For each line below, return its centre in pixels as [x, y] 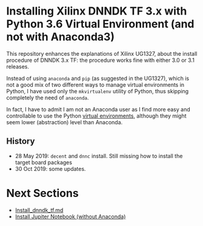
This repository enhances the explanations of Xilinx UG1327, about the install [102, 53]
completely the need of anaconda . [48, 98]
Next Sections [42, 193]
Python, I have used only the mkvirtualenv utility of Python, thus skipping [98, 91]
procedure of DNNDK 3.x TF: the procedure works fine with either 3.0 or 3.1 [101, 60]
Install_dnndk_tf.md [39, 210]
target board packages [44, 162]
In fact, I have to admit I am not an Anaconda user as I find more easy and [98, 109]
